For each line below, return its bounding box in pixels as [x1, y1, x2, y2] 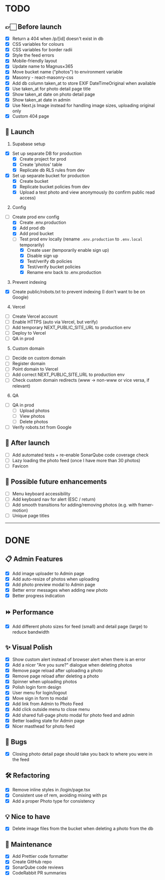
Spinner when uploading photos [12, 678, 77, 685]
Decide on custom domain [12, 355, 66, 361]
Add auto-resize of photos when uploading [12, 576, 100, 582]
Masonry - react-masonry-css [12, 74, 74, 80]
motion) [12, 507, 28, 513]
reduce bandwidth [12, 629, 50, 635]
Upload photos [19, 407, 50, 413]
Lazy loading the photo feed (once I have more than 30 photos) [12, 457, 140, 463]
